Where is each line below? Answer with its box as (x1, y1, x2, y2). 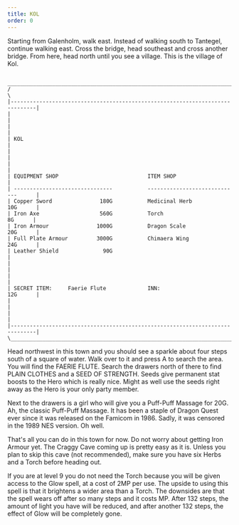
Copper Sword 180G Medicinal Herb (14, 197, 193, 205)
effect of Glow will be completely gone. (7, 509, 122, 518)
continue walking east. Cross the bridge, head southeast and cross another (7, 44, 228, 53)
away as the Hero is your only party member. (7, 385, 139, 393)
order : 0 (7, 17, 33, 24)
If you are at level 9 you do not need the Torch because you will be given (7, 471, 221, 480)
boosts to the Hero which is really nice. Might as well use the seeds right (7, 377, 221, 386)
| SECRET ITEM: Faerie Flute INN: (7, 285, 161, 292)
